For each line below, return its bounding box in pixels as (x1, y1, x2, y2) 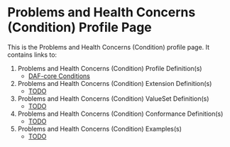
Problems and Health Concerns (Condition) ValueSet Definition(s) (17, 94, 209, 103)
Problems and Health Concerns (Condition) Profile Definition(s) (17, 64, 202, 72)
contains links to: (7, 50, 57, 59)
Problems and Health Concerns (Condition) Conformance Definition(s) (17, 109, 224, 118)
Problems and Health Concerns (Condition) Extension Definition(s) (17, 79, 212, 87)
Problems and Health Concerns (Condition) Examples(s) (17, 124, 182, 133)
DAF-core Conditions (28, 72, 90, 80)
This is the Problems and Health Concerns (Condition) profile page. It (7, 43, 210, 51)
